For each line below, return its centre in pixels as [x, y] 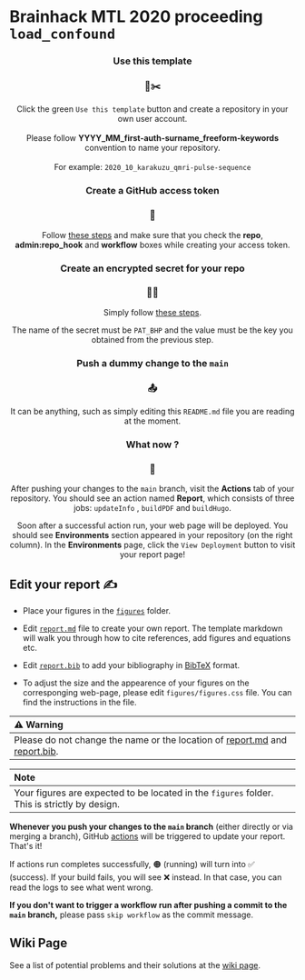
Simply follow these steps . [152, 312]
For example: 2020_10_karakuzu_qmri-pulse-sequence [152, 167]
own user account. [152, 119]
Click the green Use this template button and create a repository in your [152, 109]
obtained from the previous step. [152, 339]
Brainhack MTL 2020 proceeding [136, 17]
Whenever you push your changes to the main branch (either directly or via [151, 827]
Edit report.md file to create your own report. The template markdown [152, 628]
